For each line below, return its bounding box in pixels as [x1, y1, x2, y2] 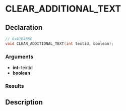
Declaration [5, 23, 43, 32]
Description [5, 98, 43, 106]
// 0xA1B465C [5, 36, 33, 41]
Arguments [5, 53, 34, 60]
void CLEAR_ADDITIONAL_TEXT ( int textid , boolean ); [5, 41, 114, 46]
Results [5, 82, 24, 89]
